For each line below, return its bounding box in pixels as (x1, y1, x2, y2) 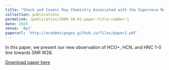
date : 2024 (5, 21, 28, 26)
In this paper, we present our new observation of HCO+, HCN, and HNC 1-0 (5, 44, 162, 50)
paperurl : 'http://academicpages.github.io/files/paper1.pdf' (5, 30, 138, 35)
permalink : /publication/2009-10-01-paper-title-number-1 (5, 16, 129, 21)
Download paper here (5, 59, 50, 65)
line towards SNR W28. (5, 49, 53, 55)
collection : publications (5, 12, 59, 17)
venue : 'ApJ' (5, 26, 33, 31)
